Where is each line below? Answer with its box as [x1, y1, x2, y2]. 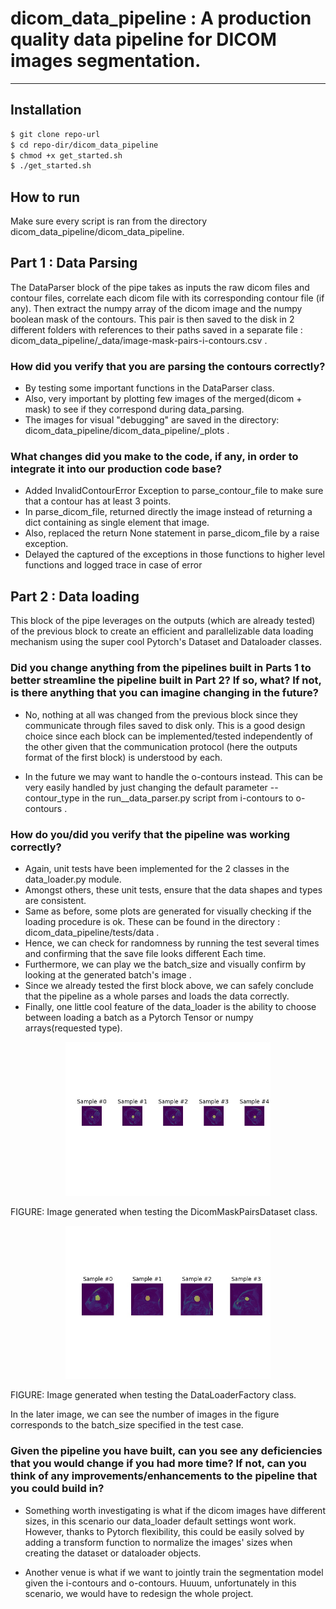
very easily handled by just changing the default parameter [24, 781, 268, 793]
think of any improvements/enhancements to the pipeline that [10, 1469, 318, 1483]
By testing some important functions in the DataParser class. [24, 382, 275, 394]
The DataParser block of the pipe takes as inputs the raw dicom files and [10, 281, 310, 293]
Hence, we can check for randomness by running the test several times [24, 937, 320, 949]
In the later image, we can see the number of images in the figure [10, 1408, 280, 1421]
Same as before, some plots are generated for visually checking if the [24, 905, 312, 917]
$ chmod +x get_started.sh [10, 150, 123, 161]
